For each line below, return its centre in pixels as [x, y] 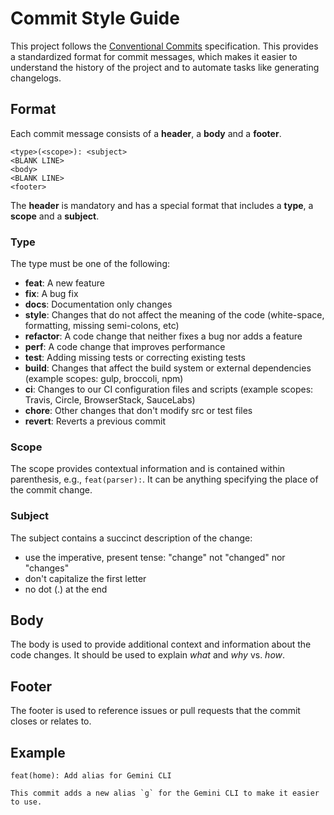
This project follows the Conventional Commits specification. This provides [164, 46]
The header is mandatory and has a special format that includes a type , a [162, 205]
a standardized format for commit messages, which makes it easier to [154, 56]
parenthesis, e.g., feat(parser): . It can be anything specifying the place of [164, 479]
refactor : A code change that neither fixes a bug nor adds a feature [163, 336]
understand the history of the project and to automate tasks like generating [165, 67]
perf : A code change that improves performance [125, 347]
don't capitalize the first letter [85, 578]
